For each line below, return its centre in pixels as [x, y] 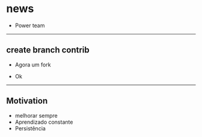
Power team [30, 25]
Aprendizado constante [44, 122]
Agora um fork [33, 65]
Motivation [27, 101]
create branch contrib [48, 50]
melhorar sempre [36, 115]
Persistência [30, 128]
